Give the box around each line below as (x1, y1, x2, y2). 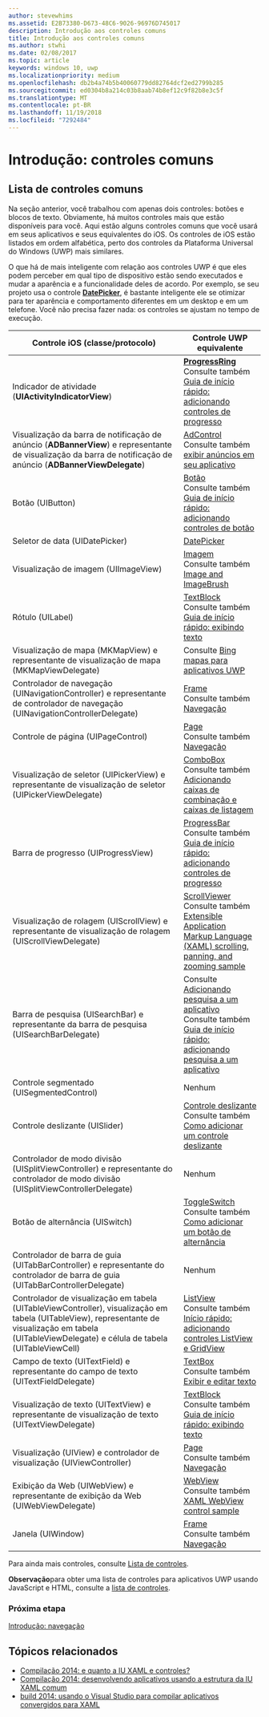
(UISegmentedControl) (12, 1086, 98, 1098)
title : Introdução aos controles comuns (8, 34, 146, 43)
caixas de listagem (183, 804, 254, 815)
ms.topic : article (8, 57, 70, 65)
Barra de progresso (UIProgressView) (12, 847, 154, 858)
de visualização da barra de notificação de (12, 449, 173, 460)
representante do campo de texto (12, 1366, 139, 1377)
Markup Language (183, 930, 252, 941)
